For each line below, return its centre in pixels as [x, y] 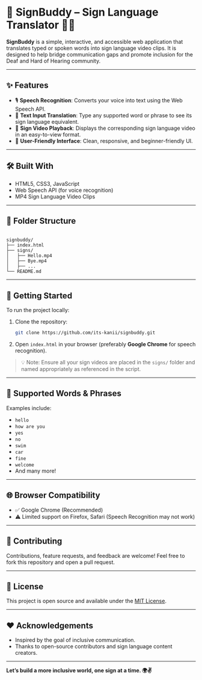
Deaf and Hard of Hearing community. [54, 61]
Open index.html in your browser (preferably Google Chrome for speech [105, 345]
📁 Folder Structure [41, 221]
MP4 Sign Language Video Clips [55, 196]
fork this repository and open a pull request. [61, 562]
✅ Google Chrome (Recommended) [59, 510]
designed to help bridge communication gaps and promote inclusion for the [100, 54]
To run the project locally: [38, 310]
